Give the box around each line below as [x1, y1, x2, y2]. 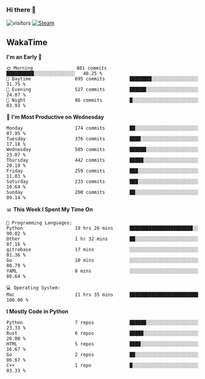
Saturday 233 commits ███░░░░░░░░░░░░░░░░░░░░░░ [6, 178, 199, 185]
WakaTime [6, 37, 48, 48]
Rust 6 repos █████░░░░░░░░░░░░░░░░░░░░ [6, 330, 199, 337]
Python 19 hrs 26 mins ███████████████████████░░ [6, 226, 199, 232]
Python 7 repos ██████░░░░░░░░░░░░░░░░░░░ [6, 320, 199, 326]
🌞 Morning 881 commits [6, 65, 107, 72]
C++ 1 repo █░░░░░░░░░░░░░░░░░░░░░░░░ [6, 362, 199, 369]
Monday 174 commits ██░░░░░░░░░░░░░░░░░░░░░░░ [6, 125, 199, 131]
